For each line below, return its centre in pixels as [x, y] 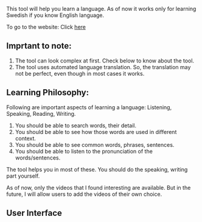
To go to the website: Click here [46, 27]
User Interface [34, 213]
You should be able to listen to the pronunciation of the [84, 151]
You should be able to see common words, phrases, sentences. [95, 144]
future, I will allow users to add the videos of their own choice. [84, 194]
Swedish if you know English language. [55, 15]
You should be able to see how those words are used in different [96, 132]
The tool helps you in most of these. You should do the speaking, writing [97, 169]
